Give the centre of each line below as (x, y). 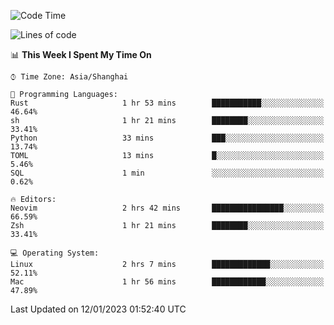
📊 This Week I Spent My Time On (81, 54)
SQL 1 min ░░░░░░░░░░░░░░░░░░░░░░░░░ (167, 173)
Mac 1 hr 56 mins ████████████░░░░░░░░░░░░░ (167, 282)
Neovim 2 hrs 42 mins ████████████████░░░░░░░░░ (167, 208)
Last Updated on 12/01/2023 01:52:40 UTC (98, 309)
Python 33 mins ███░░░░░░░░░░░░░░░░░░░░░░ (167, 138)
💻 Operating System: (55, 253)
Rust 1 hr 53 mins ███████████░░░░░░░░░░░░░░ (167, 103)
